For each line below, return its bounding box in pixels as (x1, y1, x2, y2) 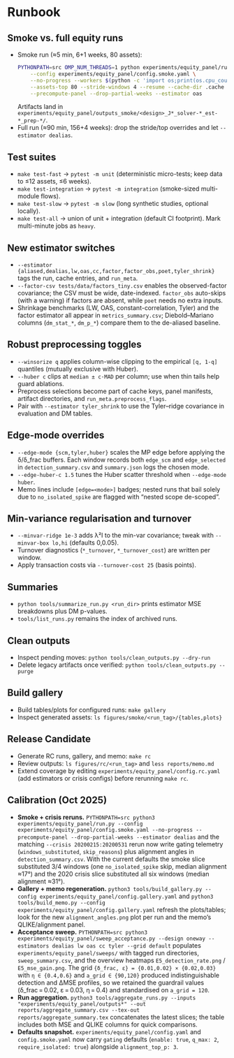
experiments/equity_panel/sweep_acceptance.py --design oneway (17, 935, 206, 942)
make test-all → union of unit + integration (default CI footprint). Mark (17, 214, 221, 223)
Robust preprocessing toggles (7, 339, 142, 351)
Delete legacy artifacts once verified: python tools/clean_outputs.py (17, 661, 217, 669)
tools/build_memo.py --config (17, 899, 106, 906)
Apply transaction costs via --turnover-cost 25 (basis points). (17, 561, 197, 569)
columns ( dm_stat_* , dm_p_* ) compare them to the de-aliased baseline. (17, 318, 221, 327)
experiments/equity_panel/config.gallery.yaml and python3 (39, 892, 214, 900)
